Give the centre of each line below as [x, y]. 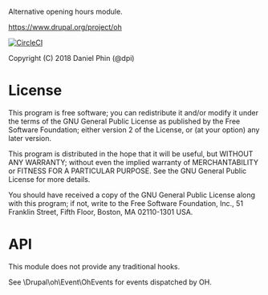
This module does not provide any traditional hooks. [94, 266]
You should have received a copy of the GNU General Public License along [132, 195]
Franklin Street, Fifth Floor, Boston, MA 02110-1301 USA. [101, 212]
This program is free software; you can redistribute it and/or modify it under [134, 112]
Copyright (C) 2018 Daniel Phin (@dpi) [71, 58]
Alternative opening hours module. [65, 12]
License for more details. [49, 179]
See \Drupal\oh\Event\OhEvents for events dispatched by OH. [110, 282]
